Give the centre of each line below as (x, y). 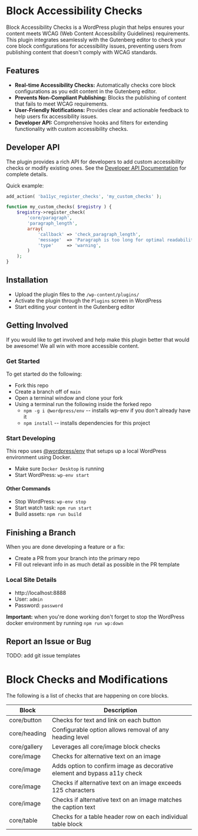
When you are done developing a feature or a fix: (66, 547)
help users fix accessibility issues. (56, 116)
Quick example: (25, 185)
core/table (23, 821)
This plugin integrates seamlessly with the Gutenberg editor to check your (96, 40)
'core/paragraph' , (50, 218)
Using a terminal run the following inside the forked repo (83, 404)
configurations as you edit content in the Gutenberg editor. (86, 91)
